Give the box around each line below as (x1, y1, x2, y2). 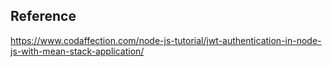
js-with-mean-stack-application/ (10, 45, 145, 57)
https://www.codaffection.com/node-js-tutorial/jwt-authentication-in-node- (10, 34, 322, 46)
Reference (10, 8, 77, 25)
